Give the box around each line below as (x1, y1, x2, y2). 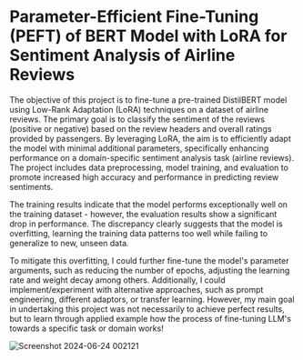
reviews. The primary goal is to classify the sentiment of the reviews (9, 114, 266, 125)
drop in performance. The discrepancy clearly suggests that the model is (9, 218, 284, 229)
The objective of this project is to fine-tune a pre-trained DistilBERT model (9, 94, 288, 105)
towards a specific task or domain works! (9, 323, 164, 334)
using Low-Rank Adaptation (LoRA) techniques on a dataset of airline (9, 104, 269, 115)
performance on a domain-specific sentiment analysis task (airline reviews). (9, 152, 295, 163)
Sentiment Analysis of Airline (9, 45, 236, 65)
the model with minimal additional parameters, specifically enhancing (9, 143, 269, 154)
